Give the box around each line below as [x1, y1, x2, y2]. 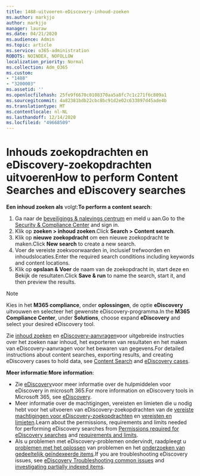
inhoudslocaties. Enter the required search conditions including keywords [14, 253, 195, 260]
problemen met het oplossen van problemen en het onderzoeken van [14, 444, 185, 452]
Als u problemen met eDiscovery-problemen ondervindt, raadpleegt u [14, 438, 187, 445]
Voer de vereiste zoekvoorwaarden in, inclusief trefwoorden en [14, 247, 170, 254]
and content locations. [14, 259, 70, 266]
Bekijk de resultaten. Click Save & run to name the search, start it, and [14, 272, 186, 280]
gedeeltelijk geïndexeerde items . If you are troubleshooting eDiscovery [14, 450, 188, 457]
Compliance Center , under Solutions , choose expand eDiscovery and [6, 314, 180, 321]
